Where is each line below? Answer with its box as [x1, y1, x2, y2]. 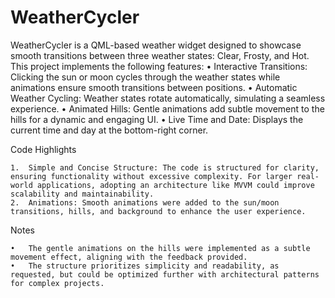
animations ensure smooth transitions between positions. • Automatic [10, 81, 298, 93]
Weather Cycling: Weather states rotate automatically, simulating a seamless [10, 92, 326, 104]
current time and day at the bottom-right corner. [10, 124, 209, 136]
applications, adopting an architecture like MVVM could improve [36, 180, 315, 190]
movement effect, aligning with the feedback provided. [10, 252, 248, 262]
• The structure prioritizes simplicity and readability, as [10, 261, 280, 271]
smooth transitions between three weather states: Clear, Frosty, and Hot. [10, 49, 310, 61]
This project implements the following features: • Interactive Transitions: [10, 60, 308, 72]
